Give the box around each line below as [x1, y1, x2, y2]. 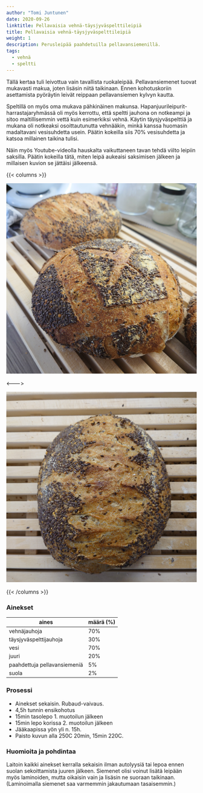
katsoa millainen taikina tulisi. [6, 135, 79, 142]
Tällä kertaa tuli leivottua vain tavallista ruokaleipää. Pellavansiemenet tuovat [6, 78, 197, 85]
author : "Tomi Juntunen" [6, 10, 69, 16]
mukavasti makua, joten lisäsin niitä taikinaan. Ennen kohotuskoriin [6, 85, 172, 92]
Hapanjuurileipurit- [140, 103, 187, 110]
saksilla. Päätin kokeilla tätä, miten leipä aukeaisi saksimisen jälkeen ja [6, 153, 181, 160]
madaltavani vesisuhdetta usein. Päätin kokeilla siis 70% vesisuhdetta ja [6, 128, 185, 135]
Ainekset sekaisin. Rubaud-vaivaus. [14, 700, 105, 707]
